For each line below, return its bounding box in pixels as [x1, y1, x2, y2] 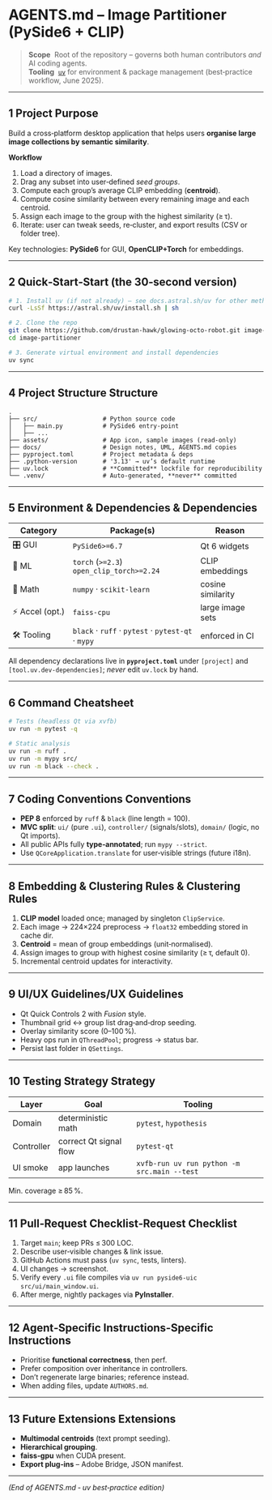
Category [19, 525, 57, 536]
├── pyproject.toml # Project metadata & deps [8, 450, 194, 459]
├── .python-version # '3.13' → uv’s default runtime [8, 457, 216, 465]
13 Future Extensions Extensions [8, 1412, 176, 1425]
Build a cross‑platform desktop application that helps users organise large [8, 128, 257, 138]
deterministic [57, 1112, 108, 1123]
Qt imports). [19, 831, 61, 840]
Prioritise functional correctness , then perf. [19, 1355, 168, 1365]
